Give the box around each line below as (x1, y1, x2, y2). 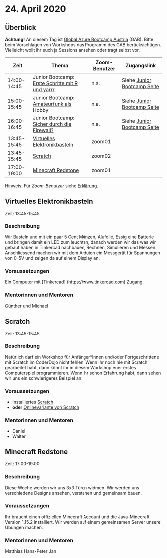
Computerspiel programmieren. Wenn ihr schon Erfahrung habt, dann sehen (5, 370, 161, 376)
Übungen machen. (5, 524, 43, 530)
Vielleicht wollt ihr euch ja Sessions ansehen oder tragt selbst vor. (5, 47, 140, 53)
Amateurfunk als (33, 101, 72, 107)
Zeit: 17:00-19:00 (5, 461, 40, 467)
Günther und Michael (5, 303, 49, 309)
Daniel (12, 428, 26, 434)
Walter (12, 433, 26, 439)
